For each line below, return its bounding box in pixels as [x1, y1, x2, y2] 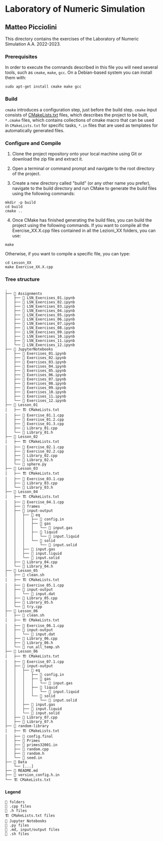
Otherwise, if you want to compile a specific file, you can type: [5, 250, 130, 256]
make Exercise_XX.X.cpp [5, 264, 54, 270]
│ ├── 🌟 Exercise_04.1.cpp [5, 500, 64, 505]
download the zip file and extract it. [12, 156, 83, 162]
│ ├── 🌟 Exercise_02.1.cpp [5, 445, 64, 450]
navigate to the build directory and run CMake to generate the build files [12, 185, 157, 191]
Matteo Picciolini [5, 23, 57, 31]
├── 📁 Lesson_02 [5, 434, 38, 439]
